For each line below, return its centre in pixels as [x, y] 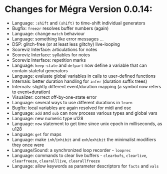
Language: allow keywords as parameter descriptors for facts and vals [85, 166]
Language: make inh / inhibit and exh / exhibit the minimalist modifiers [84, 139]
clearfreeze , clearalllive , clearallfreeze [56, 161]
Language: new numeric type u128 [47, 118]
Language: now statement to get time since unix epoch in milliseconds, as [87, 124]
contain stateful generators [40, 70]
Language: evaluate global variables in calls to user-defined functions [84, 76]
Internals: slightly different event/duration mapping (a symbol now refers [86, 86]
